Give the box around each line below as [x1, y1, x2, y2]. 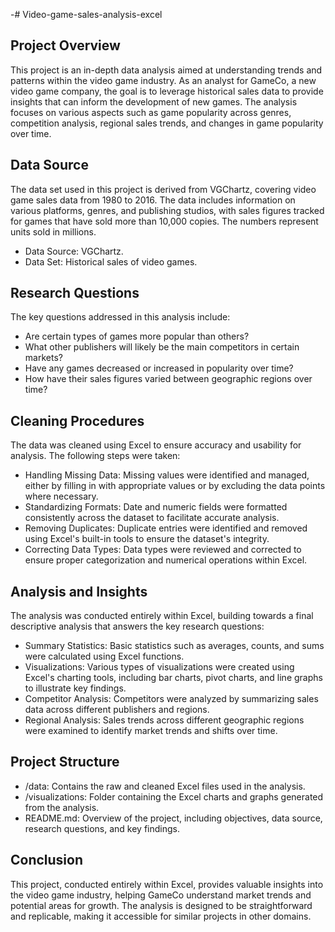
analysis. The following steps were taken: [10, 450, 181, 462]
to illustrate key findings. [24, 682, 127, 694]
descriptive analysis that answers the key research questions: [10, 620, 265, 633]
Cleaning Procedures [10, 412, 145, 429]
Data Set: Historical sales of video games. [24, 255, 198, 268]
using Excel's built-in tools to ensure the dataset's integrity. [24, 533, 270, 545]
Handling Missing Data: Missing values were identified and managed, [24, 469, 310, 481]
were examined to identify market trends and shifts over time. [24, 725, 278, 737]
